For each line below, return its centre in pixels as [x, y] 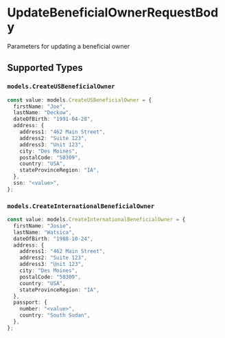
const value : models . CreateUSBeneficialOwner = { [80, 100]
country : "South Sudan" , [55, 315]
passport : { [31, 303]
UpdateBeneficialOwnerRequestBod [113, 13]
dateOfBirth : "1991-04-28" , [54, 119]
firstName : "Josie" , [43, 226]
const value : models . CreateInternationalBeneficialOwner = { [96, 220]
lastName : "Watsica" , [44, 232]
